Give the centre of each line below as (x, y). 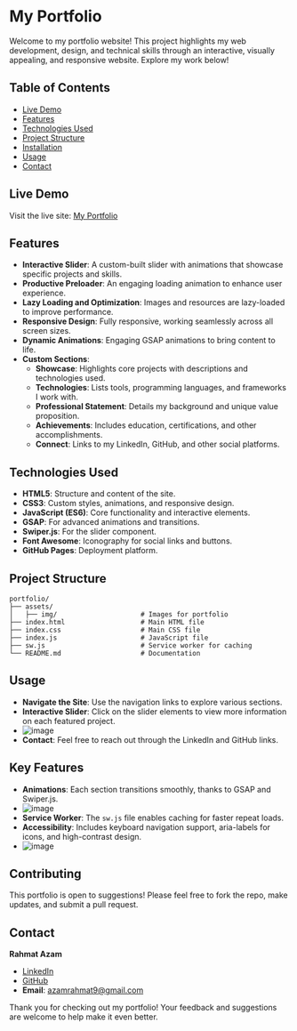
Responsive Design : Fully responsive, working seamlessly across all (148, 321)
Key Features (47, 768)
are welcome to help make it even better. (84, 1017)
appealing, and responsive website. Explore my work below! (119, 60)
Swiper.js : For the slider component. (89, 532)
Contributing (45, 874)
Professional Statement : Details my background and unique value (157, 407)
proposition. (57, 416)
